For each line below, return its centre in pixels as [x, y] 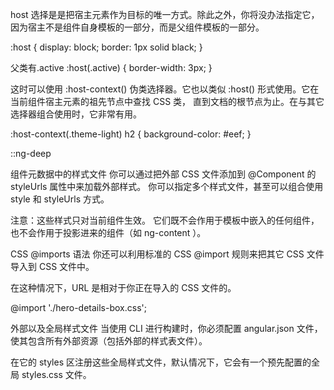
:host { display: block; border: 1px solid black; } [106, 47]
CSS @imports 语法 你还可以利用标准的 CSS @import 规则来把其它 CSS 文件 [167, 254]
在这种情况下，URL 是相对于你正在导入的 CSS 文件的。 [123, 287]
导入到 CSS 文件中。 [52, 266]
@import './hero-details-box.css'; [78, 307]
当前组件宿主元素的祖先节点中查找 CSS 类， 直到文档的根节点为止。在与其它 [167, 101]
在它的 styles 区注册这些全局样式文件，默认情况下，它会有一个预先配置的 [161, 362]
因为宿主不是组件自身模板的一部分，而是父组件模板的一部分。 [137, 27]
